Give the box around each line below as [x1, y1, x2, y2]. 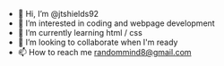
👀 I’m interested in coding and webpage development [17, 18, 215, 29]
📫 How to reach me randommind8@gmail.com [17, 47, 192, 57]
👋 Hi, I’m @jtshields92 [17, 9, 99, 19]
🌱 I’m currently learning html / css [17, 28, 143, 37]
